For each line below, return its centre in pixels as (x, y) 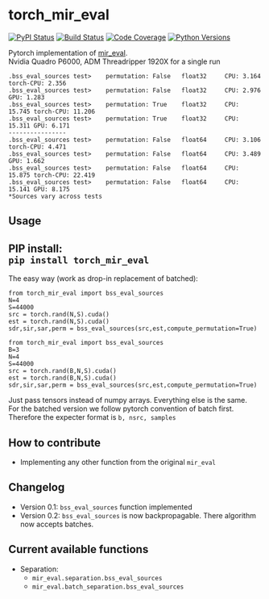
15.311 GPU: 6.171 (39, 126)
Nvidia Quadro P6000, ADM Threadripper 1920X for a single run (114, 61)
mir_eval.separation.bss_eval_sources (97, 578)
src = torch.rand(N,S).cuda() (59, 315)
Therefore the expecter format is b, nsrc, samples (92, 417)
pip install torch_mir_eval (79, 260)
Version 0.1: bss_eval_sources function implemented (106, 507)
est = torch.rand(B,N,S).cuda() (62, 378)
